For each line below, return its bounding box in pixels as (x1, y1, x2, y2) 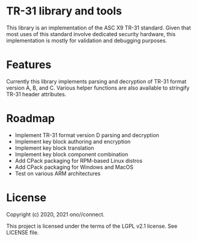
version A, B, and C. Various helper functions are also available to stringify (6, 84, 190, 91)
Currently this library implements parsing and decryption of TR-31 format (6, 78, 187, 85)
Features (6, 58, 52, 72)
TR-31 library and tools (6, 4, 122, 18)
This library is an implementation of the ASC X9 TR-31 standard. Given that (6, 24, 191, 31)
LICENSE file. (6, 228, 39, 236)
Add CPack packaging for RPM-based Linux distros (14, 157, 143, 164)
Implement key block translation (14, 144, 94, 151)
